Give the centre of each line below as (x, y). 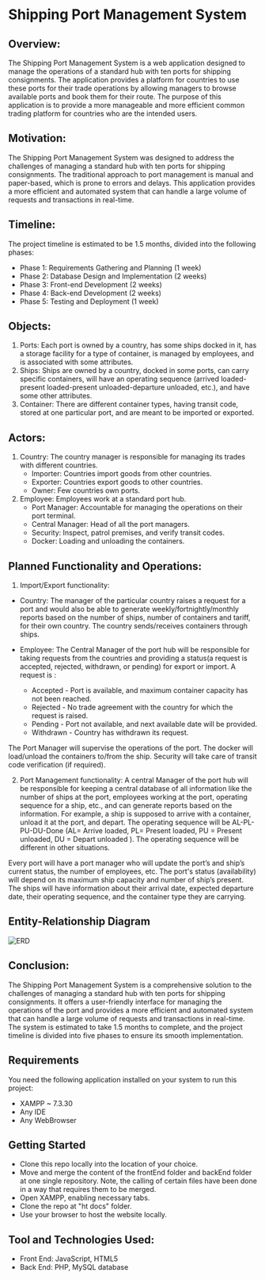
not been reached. (62, 699)
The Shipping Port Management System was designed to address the (121, 157)
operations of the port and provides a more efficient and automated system (131, 1010)
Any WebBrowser (48, 1120)
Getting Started (47, 1145)
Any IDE (32, 1112)
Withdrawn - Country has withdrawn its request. (110, 732)
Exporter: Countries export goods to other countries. (117, 482)
